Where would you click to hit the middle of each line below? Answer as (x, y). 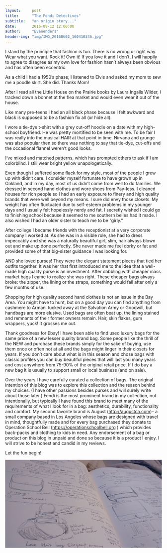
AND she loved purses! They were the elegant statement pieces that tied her (83, 261)
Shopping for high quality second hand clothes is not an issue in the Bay (79, 297)
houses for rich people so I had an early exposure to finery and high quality (82, 194)
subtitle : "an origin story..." (41, 21)
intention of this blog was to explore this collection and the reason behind (80, 385)
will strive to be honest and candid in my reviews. (56, 443)
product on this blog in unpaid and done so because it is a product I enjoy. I (82, 438)
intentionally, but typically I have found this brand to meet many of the (77, 401)
